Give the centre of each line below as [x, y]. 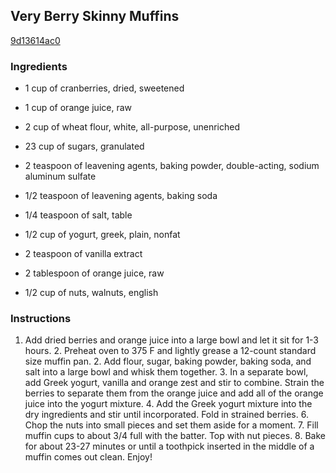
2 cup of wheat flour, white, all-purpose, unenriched [132, 127]
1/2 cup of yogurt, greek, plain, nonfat [102, 235]
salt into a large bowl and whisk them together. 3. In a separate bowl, [166, 372]
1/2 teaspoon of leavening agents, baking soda [121, 196]
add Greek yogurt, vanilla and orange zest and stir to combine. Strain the [174, 383]
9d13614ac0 [35, 40]
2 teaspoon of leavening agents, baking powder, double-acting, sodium [172, 166]
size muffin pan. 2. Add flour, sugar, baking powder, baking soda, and [168, 361]
